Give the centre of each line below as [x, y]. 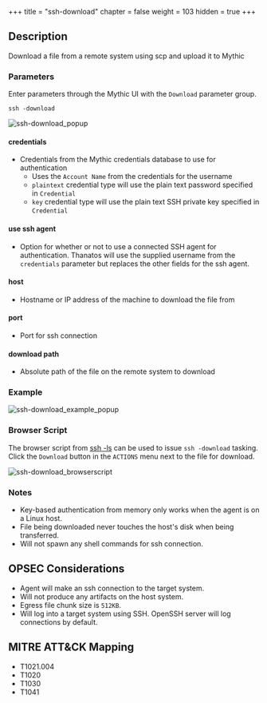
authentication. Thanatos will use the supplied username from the [128, 255]
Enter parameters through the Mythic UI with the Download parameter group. [132, 94]
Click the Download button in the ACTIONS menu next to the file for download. [132, 456]
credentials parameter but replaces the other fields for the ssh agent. [134, 264]
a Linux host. [41, 518]
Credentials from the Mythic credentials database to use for [118, 160]
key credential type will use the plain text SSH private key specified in [145, 202]
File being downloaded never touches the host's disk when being [127, 527]
